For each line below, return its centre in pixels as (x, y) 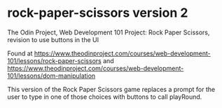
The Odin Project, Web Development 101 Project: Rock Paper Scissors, (109, 32)
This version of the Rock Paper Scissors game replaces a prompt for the (111, 89)
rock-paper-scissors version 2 (98, 13)
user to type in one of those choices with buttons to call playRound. (105, 97)
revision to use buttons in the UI (53, 39)
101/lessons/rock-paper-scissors (54, 60)
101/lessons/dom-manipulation (51, 76)
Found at (20, 53)
